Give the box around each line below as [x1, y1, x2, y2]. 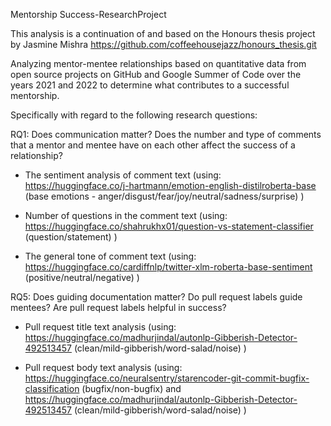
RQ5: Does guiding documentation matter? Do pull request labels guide [10, 291, 303, 303]
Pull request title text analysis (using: [24, 321, 177, 333]
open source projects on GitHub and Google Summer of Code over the [10, 69, 302, 80]
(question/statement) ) [24, 231, 118, 243]
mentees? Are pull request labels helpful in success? [10, 302, 227, 313]
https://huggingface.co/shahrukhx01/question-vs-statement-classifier [24, 220, 314, 232]
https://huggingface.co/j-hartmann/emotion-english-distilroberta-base [24, 180, 317, 191]
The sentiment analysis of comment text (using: [24, 169, 222, 181]
